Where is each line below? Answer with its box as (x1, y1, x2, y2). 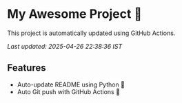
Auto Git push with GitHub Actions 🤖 (17, 87, 121, 95)
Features (7, 62, 46, 74)
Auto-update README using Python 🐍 (17, 80, 125, 89)
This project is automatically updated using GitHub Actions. (7, 29, 176, 37)
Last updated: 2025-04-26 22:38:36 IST (7, 42, 123, 50)
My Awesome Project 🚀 (7, 6, 143, 22)
